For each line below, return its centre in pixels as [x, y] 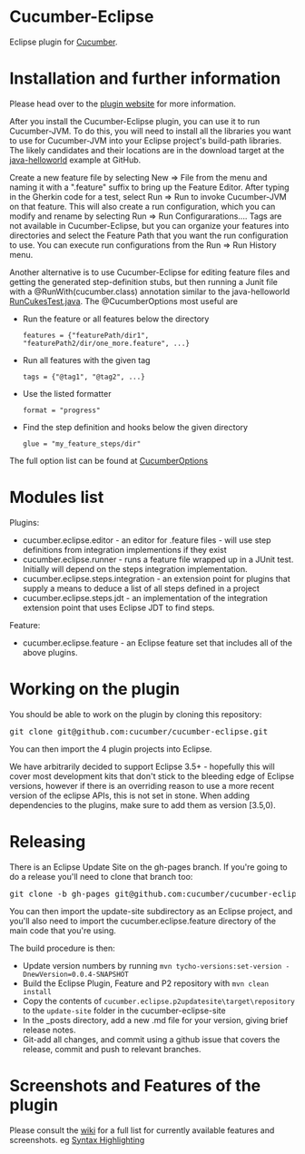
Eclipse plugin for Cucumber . [64, 42]
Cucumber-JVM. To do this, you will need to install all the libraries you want [150, 131]
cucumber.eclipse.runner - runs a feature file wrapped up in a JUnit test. [158, 559]
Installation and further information [145, 79]
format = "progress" [61, 410]
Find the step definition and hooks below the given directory [135, 427]
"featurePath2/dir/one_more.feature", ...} [106, 343]
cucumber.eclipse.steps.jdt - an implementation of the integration [145, 597]
